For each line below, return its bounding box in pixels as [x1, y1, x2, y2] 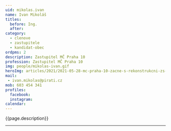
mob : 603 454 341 [5, 82, 42, 88]
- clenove [10, 36, 31, 41]
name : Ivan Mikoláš [5, 12, 47, 17]
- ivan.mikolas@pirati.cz [7, 78, 63, 83]
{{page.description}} [5, 115, 49, 121]
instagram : [10, 97, 33, 102]
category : [5, 31, 26, 36]
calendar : [5, 102, 26, 107]
